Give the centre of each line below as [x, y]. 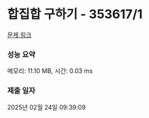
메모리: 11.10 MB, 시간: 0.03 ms [50, 71]
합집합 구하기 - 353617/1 [75, 14]
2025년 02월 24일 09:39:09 [46, 107]
